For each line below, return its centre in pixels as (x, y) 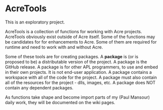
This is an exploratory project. (35, 22)
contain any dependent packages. (39, 88)
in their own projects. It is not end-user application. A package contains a (79, 72)
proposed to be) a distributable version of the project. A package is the (76, 62)
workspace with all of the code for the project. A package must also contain (81, 77)
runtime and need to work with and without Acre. (54, 47)
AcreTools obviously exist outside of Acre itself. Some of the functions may (80, 37)
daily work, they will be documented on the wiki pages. (60, 102)
